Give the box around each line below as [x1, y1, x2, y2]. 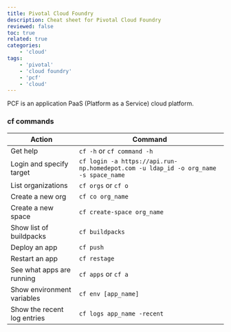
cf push [78, 243, 104, 251]
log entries [10, 313, 45, 322]
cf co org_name [78, 192, 129, 200]
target [10, 167, 30, 177]
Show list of [10, 222, 49, 232]
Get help [10, 146, 38, 156]
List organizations [10, 180, 68, 190]
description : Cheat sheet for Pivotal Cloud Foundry [7, 17, 162, 23]
